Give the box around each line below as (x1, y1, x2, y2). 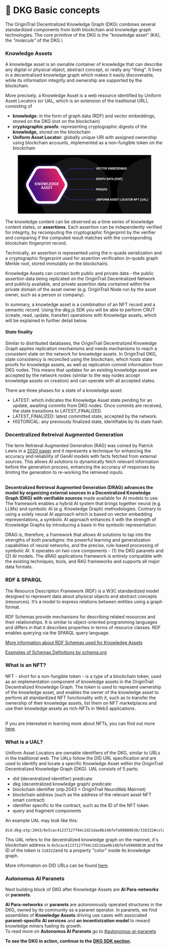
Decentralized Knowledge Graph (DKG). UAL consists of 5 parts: (5, 766, 139, 772)
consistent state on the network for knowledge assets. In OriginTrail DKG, (5, 351, 157, 357)
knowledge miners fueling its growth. (5, 923, 82, 929)
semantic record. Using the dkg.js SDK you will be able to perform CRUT (5, 307, 155, 313)
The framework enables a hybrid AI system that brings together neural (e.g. (5, 501, 162, 507)
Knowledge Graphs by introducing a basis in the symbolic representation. (5, 522, 157, 528)
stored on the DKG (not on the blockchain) (12, 118, 101, 124)
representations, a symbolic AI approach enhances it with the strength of (5, 516, 156, 523)
